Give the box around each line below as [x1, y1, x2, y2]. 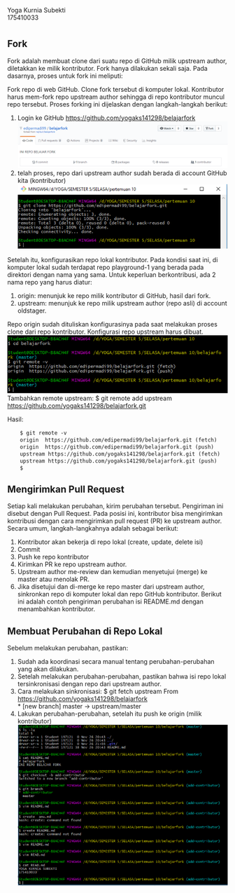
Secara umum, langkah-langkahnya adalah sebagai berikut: [7, 524, 179, 533]
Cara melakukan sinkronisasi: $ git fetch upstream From [17, 687, 178, 696]
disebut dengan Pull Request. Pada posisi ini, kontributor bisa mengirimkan [7, 510, 223, 518]
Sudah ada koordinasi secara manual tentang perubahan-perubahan [17, 657, 215, 666]
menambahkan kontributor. [17, 605, 96, 613]
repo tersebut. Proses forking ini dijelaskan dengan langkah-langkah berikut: [7, 100, 228, 108]
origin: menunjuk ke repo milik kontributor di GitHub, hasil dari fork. [17, 291, 211, 300]
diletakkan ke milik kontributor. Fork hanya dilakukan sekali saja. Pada [7, 64, 208, 72]
